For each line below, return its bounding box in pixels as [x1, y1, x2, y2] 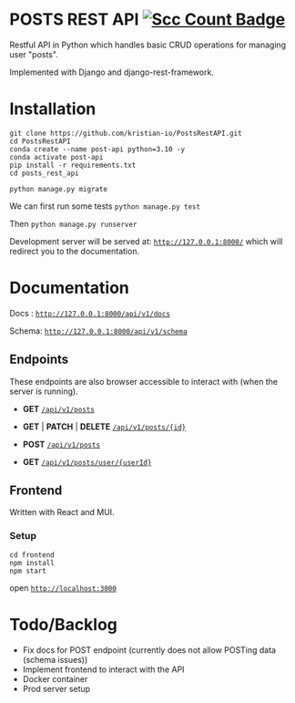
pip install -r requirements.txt [9, 160, 137, 170]
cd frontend [9, 550, 55, 560]
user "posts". [9, 48, 59, 59]
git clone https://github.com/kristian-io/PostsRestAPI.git [9, 129, 243, 138]
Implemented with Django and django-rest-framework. [9, 67, 214, 78]
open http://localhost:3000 [9, 582, 117, 593]
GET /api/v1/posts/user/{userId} [22, 456, 152, 467]
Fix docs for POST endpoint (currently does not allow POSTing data [22, 644, 276, 656]
